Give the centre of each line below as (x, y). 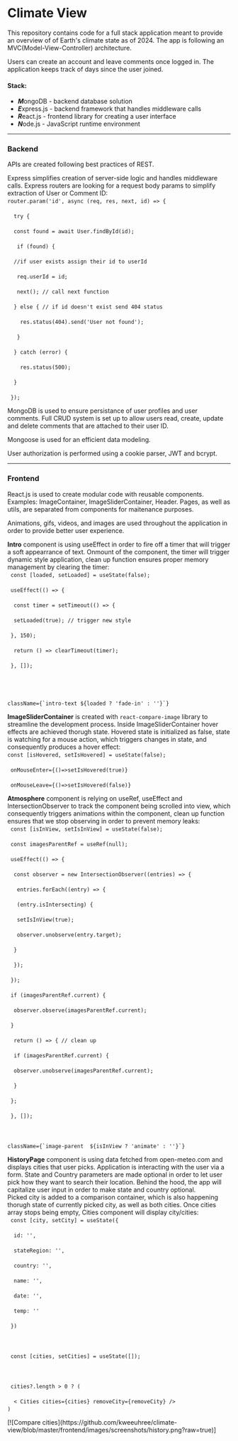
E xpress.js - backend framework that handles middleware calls (109, 109)
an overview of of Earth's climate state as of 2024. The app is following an (116, 40)
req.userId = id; (42, 277)
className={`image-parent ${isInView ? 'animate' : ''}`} (96, 1146)
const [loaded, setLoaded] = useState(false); (80, 575)
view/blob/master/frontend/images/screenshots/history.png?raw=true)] (112, 1430)
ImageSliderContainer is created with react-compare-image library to (108, 716)
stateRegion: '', (39, 1251)
